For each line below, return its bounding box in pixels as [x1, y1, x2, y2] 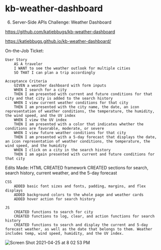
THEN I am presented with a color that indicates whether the [14, 121, 144, 127]
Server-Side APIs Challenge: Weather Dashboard [12, 19, 112, 25]
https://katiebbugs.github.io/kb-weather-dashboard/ [5, 38, 111, 44]
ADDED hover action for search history [14, 196, 96, 201]
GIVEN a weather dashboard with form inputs [14, 83, 107, 88]
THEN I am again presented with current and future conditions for [14, 152, 155, 157]
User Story [5, 57, 27, 62]
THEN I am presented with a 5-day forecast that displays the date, [14, 135, 157, 139]
